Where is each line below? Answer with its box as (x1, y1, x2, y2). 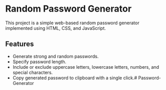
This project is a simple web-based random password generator (5, 20, 140, 26)
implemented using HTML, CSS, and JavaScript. (5, 25, 106, 31)
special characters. (12, 69, 53, 75)
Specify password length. (12, 59, 67, 65)
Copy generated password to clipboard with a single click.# (12, 74, 138, 81)
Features (5, 40, 34, 49)
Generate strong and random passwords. (12, 53, 99, 59)
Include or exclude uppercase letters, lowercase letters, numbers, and (12, 64, 159, 70)
